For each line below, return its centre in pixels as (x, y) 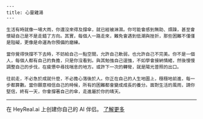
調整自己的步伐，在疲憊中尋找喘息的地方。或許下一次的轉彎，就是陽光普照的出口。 (94, 67)
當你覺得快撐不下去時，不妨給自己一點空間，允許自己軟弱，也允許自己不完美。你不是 (96, 54)
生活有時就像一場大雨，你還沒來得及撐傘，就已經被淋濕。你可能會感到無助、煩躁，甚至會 (101, 30)
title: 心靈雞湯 (25, 13)
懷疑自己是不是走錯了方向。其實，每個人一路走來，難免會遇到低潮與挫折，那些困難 (94, 36)
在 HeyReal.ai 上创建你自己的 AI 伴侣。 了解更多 (66, 109)
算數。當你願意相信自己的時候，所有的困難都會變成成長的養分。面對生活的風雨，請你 (105, 85)
